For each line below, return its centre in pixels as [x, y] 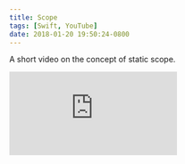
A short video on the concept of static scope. [92, 60]
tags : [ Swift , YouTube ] [54, 26]
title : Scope [34, 17]
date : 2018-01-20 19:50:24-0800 [69, 34]
